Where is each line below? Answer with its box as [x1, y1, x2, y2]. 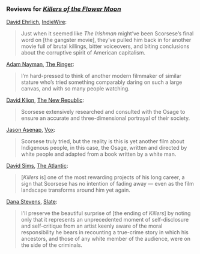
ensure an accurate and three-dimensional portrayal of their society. [20, 114, 190, 122]
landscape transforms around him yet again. [20, 186, 131, 193]
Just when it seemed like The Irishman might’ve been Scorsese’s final [20, 30, 194, 37]
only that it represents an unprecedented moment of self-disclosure [20, 216, 189, 223]
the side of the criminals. [20, 241, 83, 249]
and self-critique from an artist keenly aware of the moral [20, 222, 163, 229]
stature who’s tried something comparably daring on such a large [20, 78, 183, 86]
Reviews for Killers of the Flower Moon [6, 5, 121, 13]
